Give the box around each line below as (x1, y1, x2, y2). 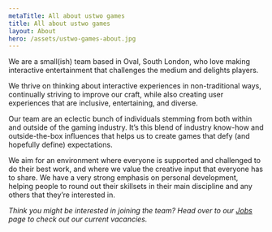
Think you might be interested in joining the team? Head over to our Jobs (8, 206, 253, 216)
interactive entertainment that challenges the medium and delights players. (8, 66, 259, 75)
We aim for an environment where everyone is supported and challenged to (8, 156, 261, 165)
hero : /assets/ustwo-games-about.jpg (8, 34, 136, 43)
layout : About (8, 27, 57, 35)
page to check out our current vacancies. (8, 214, 148, 224)
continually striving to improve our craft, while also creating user (8, 90, 224, 100)
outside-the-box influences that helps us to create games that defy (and (8, 131, 250, 141)
